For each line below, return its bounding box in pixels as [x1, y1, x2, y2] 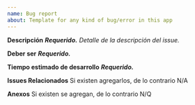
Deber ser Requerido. [7, 49, 71, 58]
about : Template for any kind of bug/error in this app [7, 17, 173, 24]
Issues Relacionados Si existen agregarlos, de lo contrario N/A [7, 76, 188, 84]
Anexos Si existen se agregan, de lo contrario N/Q [7, 90, 152, 98]
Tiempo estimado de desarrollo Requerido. [7, 63, 134, 71]
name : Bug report [7, 10, 58, 17]
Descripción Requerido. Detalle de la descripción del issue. [7, 35, 180, 44]
